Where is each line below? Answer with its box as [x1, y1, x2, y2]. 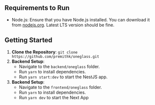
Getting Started [4, 36, 53, 44]
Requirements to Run [4, 4, 70, 12]
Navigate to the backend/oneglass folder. [19, 63, 100, 70]
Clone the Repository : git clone [11, 49, 78, 55]
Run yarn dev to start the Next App [19, 94, 89, 100]
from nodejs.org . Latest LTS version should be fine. [11, 22, 115, 28]
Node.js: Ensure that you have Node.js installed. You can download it [11, 17, 150, 22]
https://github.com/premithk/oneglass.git [11, 54, 99, 59]
